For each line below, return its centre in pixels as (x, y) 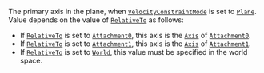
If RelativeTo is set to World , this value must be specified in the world (134, 52)
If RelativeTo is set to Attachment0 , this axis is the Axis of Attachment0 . (135, 35)
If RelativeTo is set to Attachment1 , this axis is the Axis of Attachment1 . (135, 44)
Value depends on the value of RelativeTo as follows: (96, 20)
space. (31, 60)
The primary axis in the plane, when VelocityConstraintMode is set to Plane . (133, 12)
